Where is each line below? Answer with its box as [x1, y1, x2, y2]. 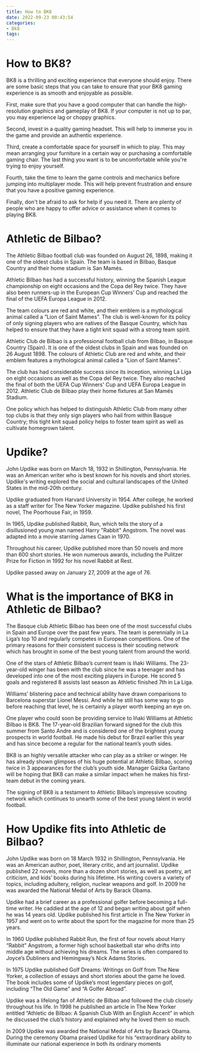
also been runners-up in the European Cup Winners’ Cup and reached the [6, 289, 188, 296]
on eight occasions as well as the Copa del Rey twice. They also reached [6, 375, 186, 382]
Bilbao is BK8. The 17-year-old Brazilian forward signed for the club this [6, 721, 182, 728]
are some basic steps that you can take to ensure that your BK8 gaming [6, 83, 182, 90]
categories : [6, 20, 36, 26]
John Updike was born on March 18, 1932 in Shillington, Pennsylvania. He [6, 465, 187, 472]
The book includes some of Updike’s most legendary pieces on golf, [6, 979, 174, 986]
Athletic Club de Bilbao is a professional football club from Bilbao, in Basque [6, 338, 193, 344]
